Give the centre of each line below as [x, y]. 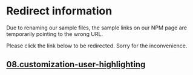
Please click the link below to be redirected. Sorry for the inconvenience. [97, 46]
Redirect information [59, 11]
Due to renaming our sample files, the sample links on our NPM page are [97, 28]
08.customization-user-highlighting [76, 64]
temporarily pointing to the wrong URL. [55, 34]
